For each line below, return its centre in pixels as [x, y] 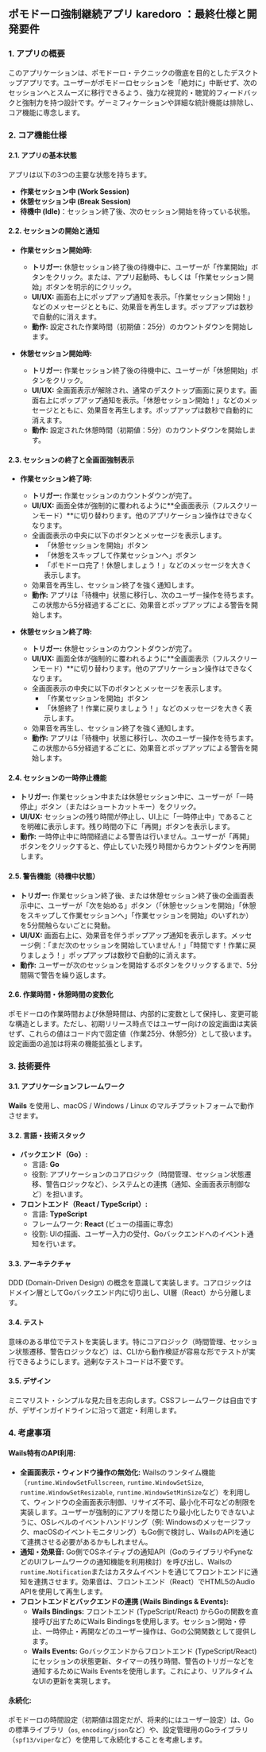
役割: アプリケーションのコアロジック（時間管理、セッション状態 [138, 1174]
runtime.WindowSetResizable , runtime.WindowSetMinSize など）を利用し [135, 1492]
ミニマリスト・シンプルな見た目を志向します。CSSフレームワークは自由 [126, 1400]
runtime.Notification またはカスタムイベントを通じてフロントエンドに [135, 1572]
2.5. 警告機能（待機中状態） [54, 876]
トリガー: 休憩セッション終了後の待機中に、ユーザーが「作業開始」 [141, 267]
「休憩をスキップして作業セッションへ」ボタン [120, 556]
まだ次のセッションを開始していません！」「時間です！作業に [150, 945]
